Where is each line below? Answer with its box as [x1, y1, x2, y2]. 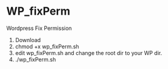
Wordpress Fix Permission [6, 24, 72, 32]
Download [15, 36, 41, 43]
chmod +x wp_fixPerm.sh [15, 43, 79, 50]
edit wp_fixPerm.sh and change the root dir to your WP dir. [15, 49, 163, 56]
